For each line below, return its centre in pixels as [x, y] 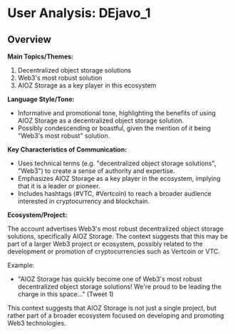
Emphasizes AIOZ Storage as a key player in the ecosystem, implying [119, 178]
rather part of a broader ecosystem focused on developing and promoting [116, 315]
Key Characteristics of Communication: [67, 150]
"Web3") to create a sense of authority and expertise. [96, 171]
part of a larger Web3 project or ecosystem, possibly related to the [105, 244]
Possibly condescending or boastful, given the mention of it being [114, 128]
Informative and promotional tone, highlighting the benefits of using [116, 113]
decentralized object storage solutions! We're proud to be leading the [120, 287]
